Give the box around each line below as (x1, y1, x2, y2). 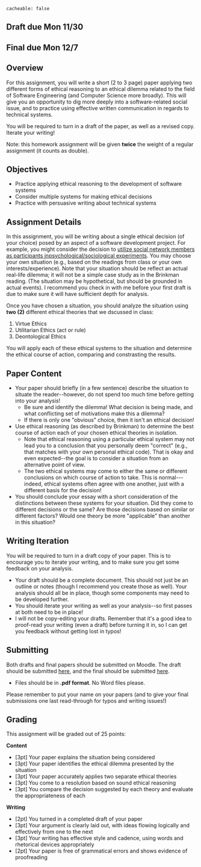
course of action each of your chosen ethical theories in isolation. (14, 429, 178, 436)
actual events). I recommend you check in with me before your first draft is (6, 284, 191, 291)
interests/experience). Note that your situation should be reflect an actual (6, 265, 188, 272)
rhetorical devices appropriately (14, 841, 94, 848)
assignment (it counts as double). (6, 147, 89, 154)
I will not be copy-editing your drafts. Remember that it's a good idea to (14, 614, 192, 622)
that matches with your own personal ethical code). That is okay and (23, 448, 194, 455)
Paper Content (6, 368, 62, 378)
